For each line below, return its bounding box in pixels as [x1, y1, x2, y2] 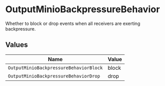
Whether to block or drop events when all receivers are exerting [5, 20, 140, 26]
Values [5, 41, 28, 49]
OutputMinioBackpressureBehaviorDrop [8, 73, 100, 79]
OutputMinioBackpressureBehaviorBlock [8, 65, 103, 71]
